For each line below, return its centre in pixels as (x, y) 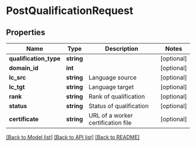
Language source (113, 77)
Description (122, 49)
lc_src (17, 77)
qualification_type (35, 58)
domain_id (24, 68)
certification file (110, 123)
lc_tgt (17, 87)
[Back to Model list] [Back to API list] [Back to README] (73, 137)
